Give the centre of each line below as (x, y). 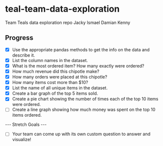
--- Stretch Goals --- (26, 125)
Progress (19, 38)
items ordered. (27, 115)
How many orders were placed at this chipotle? (60, 77)
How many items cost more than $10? (50, 83)
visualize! (22, 140)
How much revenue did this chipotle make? (56, 71)
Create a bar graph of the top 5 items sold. (55, 93)
